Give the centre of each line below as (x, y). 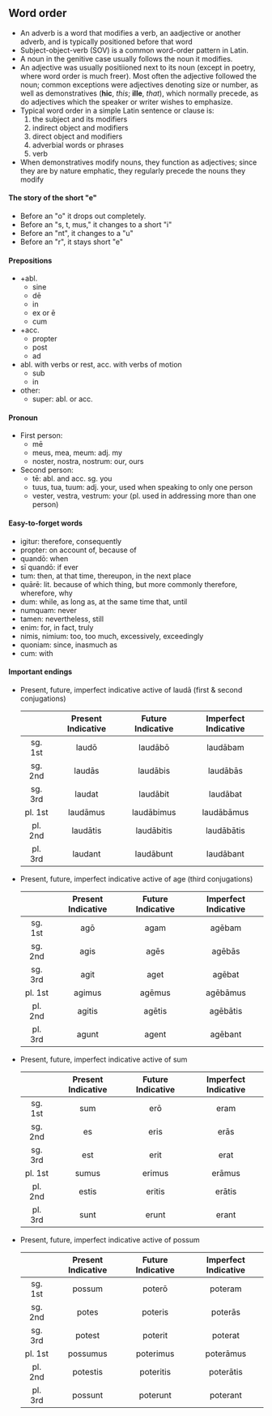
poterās (226, 1311)
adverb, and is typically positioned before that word (106, 41)
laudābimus (154, 812)
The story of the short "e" (53, 198)
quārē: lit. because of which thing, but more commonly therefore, (129, 584)
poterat (226, 1335)
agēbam (226, 928)
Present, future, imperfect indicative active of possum (110, 1239)
